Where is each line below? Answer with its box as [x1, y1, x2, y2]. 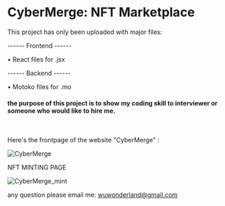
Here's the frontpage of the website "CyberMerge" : [7, 136, 160, 144]
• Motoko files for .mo [7, 82, 72, 91]
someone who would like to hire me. [7, 106, 116, 115]
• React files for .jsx [7, 55, 65, 64]
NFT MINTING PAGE [7, 164, 67, 172]
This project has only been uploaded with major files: [7, 28, 163, 36]
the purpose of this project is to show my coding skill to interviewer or [7, 98, 218, 107]
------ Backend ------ [7, 69, 71, 77]
